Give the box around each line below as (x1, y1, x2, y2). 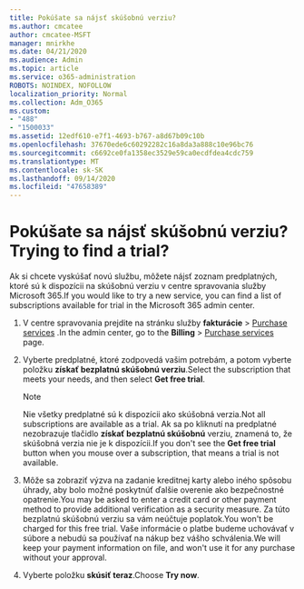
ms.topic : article (9, 65, 79, 74)
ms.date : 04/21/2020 (9, 47, 88, 56)
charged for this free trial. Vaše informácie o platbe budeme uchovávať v (22, 524, 295, 534)
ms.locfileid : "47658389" (9, 183, 107, 192)
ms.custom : (9, 106, 51, 115)
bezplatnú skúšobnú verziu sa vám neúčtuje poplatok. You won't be (22, 514, 274, 524)
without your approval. (22, 552, 107, 564)
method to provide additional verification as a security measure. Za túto (22, 504, 290, 514)
